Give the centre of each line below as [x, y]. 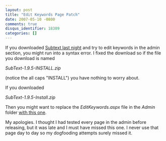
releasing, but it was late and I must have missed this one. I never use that [82, 127]
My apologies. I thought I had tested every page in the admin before [76, 122]
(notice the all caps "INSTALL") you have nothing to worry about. [72, 78]
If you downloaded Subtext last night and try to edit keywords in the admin [82, 48]
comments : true [21, 24]
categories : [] [21, 33]
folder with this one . [26, 112]
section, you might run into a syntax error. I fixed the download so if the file [83, 53]
